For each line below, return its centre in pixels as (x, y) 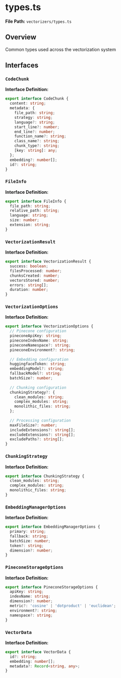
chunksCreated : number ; (35, 276)
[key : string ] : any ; (36, 151)
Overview (21, 37)
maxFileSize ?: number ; (34, 425)
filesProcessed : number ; (36, 271)
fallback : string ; (29, 536)
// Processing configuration (40, 420)
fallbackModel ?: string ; (36, 373)
